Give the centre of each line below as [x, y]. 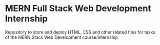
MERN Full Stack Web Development [78, 8]
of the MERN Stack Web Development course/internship [61, 37]
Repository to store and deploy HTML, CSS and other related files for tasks [80, 32]
